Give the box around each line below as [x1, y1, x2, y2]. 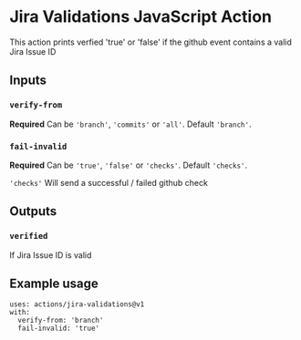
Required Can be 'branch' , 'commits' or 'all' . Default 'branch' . [9, 118, 252, 129]
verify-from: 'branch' [17, 316, 104, 325]
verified [9, 231, 48, 242]
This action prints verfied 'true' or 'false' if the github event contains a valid [9, 36, 292, 47]
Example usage [9, 276, 99, 291]
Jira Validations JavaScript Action [9, 6, 272, 27]
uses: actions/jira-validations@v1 [9, 300, 145, 309]
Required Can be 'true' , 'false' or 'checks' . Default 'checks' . [9, 160, 248, 170]
